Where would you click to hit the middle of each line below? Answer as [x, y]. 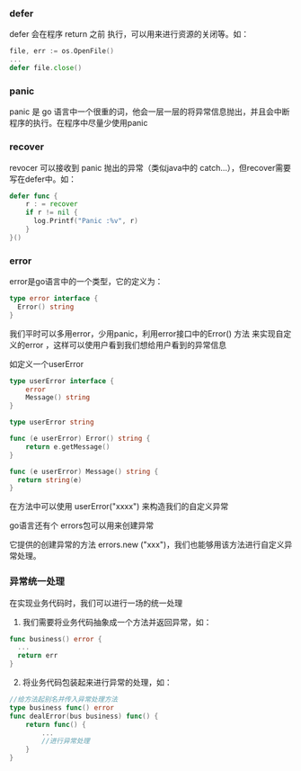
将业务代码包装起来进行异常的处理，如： [97, 683]
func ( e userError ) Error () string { [80, 439]
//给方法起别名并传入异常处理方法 [64, 700]
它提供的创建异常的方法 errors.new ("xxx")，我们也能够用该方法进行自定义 [147, 545]
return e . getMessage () [68, 447]
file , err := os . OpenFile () [62, 51]
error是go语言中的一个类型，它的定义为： [86, 282]
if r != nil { [52, 213]
